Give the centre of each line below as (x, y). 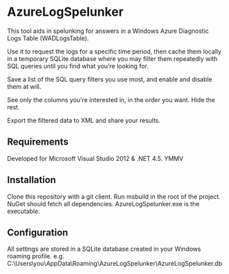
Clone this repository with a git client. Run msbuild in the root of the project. (114, 197)
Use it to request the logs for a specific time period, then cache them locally (114, 51)
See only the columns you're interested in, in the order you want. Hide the (111, 99)
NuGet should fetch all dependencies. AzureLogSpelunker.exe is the (104, 203)
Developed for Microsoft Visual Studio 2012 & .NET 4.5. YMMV (95, 158)
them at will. (24, 86)
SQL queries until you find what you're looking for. (78, 66)
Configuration (38, 233)
